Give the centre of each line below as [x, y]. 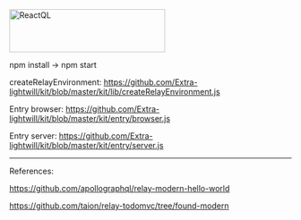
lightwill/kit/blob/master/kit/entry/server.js [86, 145]
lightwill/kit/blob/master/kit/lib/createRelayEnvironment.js [115, 92]
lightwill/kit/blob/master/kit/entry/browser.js [90, 118]
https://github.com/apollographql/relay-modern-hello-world [120, 188]
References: [31, 171]
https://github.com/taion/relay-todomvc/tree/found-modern [119, 206]
